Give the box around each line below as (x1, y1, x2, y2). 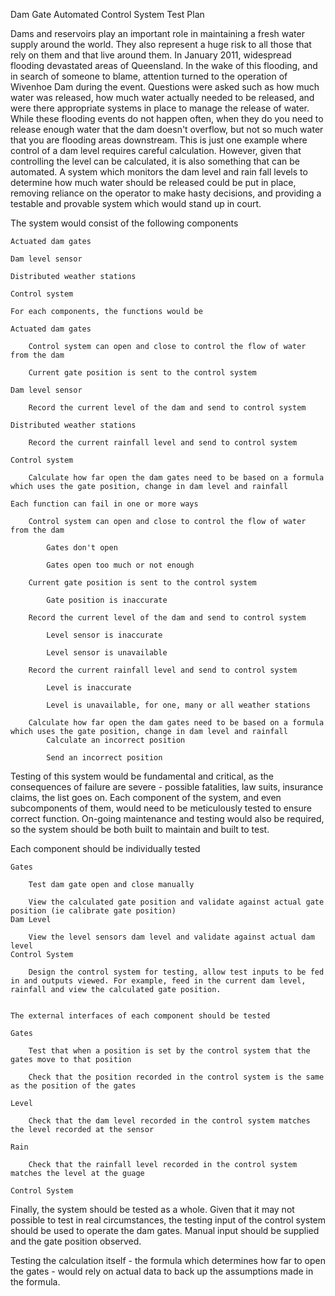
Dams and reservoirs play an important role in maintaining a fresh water (10, 28, 305, 39)
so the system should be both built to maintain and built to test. (10, 824, 270, 835)
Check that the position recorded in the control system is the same (28, 1072, 325, 1082)
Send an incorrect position (46, 753, 163, 763)
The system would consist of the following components (10, 217, 239, 229)
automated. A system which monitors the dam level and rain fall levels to (10, 166, 308, 178)
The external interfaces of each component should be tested (10, 1011, 271, 1021)
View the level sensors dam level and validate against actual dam (28, 932, 315, 942)
